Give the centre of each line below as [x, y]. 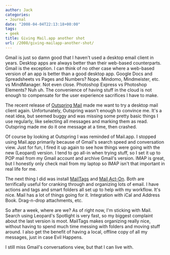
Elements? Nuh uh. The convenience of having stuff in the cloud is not [79, 90]
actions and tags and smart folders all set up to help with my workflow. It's [83, 189]
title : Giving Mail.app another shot [45, 39]
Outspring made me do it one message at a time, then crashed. [71, 126]
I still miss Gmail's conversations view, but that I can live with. [70, 247]
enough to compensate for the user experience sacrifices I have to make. [82, 95]
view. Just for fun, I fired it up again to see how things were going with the [83, 147]
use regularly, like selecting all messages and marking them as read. [77, 121]
